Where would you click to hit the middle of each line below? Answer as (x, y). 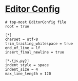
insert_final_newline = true (35, 52)
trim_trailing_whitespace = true (39, 43)
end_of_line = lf (23, 48)
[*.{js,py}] (17, 61)
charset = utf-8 (21, 39)
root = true (17, 26)
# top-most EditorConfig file (36, 22)
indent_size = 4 (21, 69)
